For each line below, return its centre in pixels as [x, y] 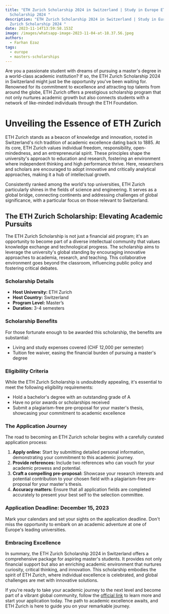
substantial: [17, 337]
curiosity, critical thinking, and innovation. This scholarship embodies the [81, 569]
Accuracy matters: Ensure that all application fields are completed [81, 490]
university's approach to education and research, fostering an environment [83, 158]
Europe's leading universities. [36, 530]
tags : [11, 47]
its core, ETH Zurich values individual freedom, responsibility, [69, 148]
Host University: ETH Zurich [42, 292]
